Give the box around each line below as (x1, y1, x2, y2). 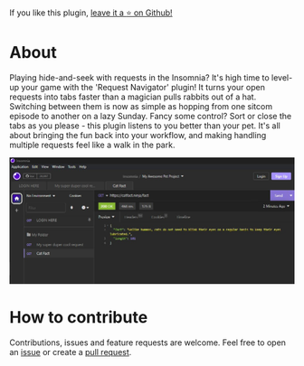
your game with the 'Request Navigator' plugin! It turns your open (21, 81, 265, 92)
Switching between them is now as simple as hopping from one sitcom (9, 100, 273, 111)
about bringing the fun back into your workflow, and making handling (9, 129, 267, 140)
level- (271, 71, 293, 83)
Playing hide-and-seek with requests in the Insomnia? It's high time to (9, 71, 270, 83)
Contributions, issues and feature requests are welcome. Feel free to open (9, 337, 287, 348)
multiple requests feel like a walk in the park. (9, 139, 176, 150)
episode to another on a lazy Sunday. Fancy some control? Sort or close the (9, 110, 292, 121)
